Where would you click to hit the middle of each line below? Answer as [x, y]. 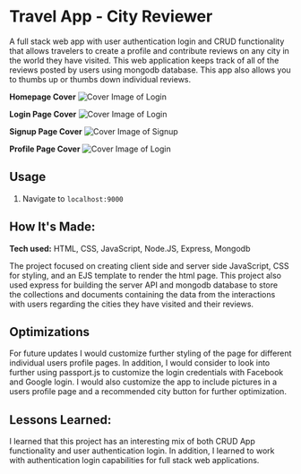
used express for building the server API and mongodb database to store [144, 285]
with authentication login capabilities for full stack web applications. [134, 461]
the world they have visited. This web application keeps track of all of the [144, 60]
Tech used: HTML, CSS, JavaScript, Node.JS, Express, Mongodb [130, 248]
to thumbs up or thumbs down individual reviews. [100, 79]
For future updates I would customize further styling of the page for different [150, 353]
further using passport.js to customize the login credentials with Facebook [146, 373]
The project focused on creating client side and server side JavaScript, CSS [149, 265]
